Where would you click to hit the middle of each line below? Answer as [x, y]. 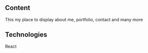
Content [18, 8]
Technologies [26, 35]
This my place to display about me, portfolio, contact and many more [74, 19]
